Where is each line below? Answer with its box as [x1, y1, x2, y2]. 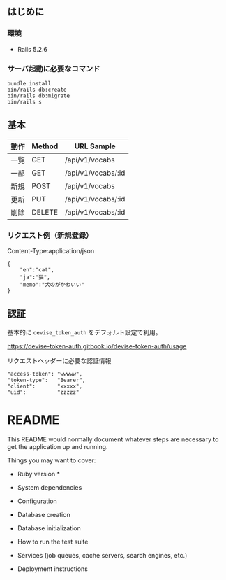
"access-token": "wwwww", [7, 370, 82, 377]
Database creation [17, 510, 71, 518]
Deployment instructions [17, 565, 89, 573]
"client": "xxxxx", [7, 383, 82, 390]
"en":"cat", [20, 267, 54, 274]
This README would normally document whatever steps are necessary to [7, 435, 219, 444]
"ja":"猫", [20, 274, 50, 281]
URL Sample [74, 141, 116, 151]
